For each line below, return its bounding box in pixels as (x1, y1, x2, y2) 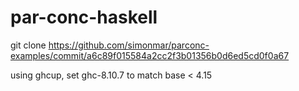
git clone (10, 39, 47, 51)
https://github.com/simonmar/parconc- (48, 39, 210, 51)
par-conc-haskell (10, 6, 158, 29)
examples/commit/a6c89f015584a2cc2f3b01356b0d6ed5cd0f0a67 (10, 49, 290, 61)
